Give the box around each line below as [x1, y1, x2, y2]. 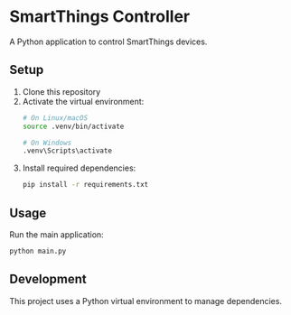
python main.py [9, 246, 67, 255]
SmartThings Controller [9, 6, 191, 27]
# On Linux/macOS [22, 113, 89, 123]
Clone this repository [22, 86, 101, 97]
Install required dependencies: [22, 162, 136, 173]
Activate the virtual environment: [22, 96, 145, 107]
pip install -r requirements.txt [22, 181, 149, 190]
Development [9, 272, 88, 287]
